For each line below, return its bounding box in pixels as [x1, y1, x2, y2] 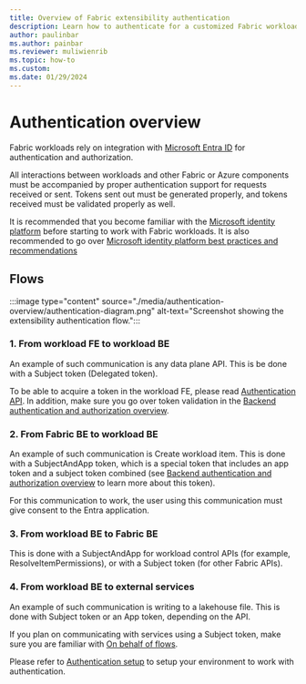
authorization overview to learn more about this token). [9, 477, 216, 488]
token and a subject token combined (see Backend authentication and [9, 468, 272, 479]
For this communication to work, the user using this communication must [9, 495, 283, 506]
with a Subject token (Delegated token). [9, 368, 158, 379]
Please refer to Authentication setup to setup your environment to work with [9, 656, 294, 667]
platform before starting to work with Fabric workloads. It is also [9, 225, 250, 237]
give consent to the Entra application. [9, 505, 150, 516]
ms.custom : [9, 65, 51, 74]
